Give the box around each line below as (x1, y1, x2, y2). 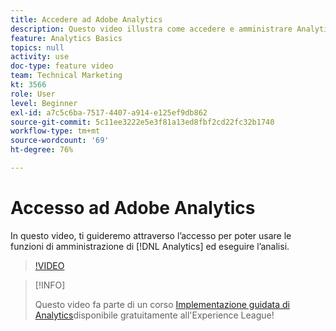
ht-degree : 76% (10, 145, 74, 155)
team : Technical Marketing (10, 71, 123, 81)
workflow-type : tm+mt (10, 126, 101, 136)
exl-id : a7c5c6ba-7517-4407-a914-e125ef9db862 (10, 107, 208, 118)
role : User (10, 89, 56, 99)
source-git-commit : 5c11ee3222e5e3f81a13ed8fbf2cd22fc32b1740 (10, 117, 275, 127)
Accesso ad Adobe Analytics (10, 197, 256, 220)
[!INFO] (34, 279, 66, 291)
